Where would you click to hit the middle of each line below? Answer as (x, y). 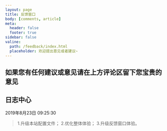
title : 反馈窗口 (20, 14)
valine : (13, 42)
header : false (24, 28)
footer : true (23, 33)
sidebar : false (21, 38)
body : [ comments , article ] (33, 19)
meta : (11, 23)
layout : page (19, 10)
